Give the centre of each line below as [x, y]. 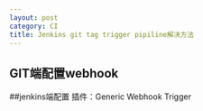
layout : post [34, 18]
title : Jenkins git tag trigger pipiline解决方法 [101, 34]
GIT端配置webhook [64, 73]
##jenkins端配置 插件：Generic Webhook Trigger [101, 97]
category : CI [34, 26]
